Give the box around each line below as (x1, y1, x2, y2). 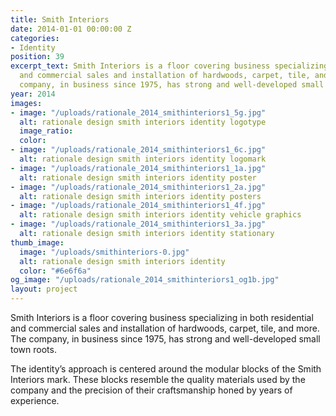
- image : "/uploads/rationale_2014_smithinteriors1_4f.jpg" (10, 201, 267, 211)
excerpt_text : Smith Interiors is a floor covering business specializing (10, 61, 329, 71)
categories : (10, 33, 60, 43)
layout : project (10, 284, 78, 295)
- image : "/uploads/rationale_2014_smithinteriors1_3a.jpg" (10, 219, 267, 230)
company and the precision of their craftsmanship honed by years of (10, 384, 293, 396)
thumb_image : (10, 237, 65, 248)
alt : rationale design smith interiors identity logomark (19, 154, 267, 164)
